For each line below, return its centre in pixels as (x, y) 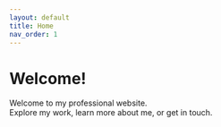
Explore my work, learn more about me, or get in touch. (111, 113)
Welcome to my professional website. (78, 103)
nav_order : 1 (34, 34)
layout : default (39, 17)
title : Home (31, 26)
